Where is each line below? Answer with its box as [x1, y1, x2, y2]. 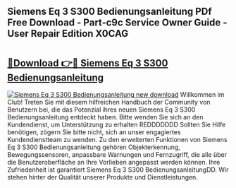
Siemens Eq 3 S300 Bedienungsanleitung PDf [7, 6, 212, 18]
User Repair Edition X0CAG [7, 28, 129, 40]
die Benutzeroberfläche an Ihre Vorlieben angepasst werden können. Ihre [7, 158, 221, 166]
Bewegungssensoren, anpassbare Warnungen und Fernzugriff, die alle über [7, 151, 228, 158]
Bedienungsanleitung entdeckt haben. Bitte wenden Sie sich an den [7, 113, 204, 121]
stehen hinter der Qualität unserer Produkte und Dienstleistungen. [7, 173, 199, 181]
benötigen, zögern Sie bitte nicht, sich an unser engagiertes [7, 128, 181, 136]
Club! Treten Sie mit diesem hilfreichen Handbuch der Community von [7, 98, 211, 106]
